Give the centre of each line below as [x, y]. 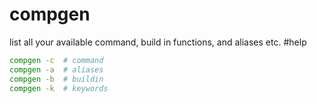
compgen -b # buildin [56, 79]
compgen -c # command [56, 60]
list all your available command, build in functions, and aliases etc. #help [158, 42]
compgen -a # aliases [56, 69]
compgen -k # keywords [59, 88]
